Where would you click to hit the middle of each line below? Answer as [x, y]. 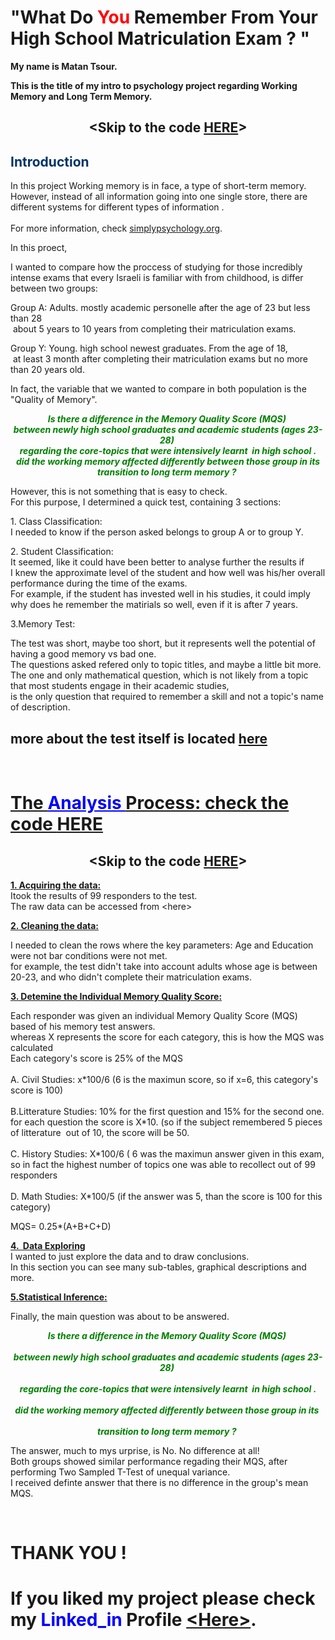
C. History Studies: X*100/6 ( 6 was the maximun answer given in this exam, [167, 1153]
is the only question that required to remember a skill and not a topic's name [167, 697]
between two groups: [54, 288]
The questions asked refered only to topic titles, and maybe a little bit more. [166, 665]
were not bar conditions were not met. [89, 955]
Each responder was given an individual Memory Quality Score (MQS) [154, 1015]
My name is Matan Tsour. [64, 66]
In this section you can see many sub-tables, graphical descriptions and [158, 1267]
